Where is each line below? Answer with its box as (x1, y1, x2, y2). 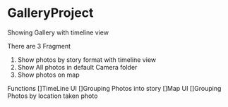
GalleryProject (7, 5, 94, 21)
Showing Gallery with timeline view (7, 28, 109, 37)
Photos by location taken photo (7, 92, 98, 100)
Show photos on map (17, 70, 80, 79)
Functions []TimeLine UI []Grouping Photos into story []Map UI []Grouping (7, 84, 222, 92)
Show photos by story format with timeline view (17, 55, 157, 64)
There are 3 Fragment (7, 42, 71, 50)
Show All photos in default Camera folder (17, 63, 138, 71)
